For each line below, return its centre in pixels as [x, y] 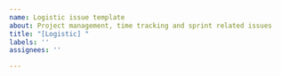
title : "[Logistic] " [49, 34]
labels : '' [29, 42]
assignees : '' [36, 50]
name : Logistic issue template [67, 17]
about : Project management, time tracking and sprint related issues [141, 26]
